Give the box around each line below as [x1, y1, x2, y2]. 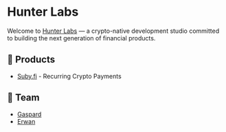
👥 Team [7, 92, 40, 103]
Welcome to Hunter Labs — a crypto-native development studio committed [7, 27, 220, 35]
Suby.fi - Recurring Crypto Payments [16, 72, 122, 80]
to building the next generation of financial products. [7, 34, 156, 42]
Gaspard [16, 110, 42, 118]
